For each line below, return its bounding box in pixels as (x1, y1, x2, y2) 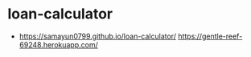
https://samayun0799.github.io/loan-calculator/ (19, 31, 176, 41)
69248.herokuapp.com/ (19, 39, 98, 49)
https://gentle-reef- (177, 31, 243, 41)
